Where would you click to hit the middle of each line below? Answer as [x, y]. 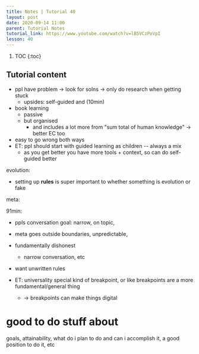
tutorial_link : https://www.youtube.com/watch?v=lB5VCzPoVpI [83, 34]
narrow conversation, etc [54, 257]
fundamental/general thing [47, 286]
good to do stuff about [62, 322]
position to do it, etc [31, 344]
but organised [41, 121]
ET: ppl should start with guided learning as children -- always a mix [98, 146]
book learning [32, 108]
